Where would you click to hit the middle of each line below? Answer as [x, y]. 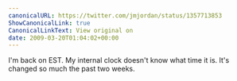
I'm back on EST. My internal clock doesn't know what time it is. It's [119, 60]
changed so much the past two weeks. [72, 69]
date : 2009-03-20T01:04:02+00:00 [64, 38]
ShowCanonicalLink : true [49, 23]
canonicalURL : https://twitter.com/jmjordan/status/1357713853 [115, 15]
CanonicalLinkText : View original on [71, 30]
